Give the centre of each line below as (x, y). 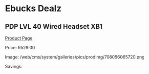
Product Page (19, 38)
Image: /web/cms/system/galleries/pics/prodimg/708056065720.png (75, 57)
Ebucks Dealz (33, 9)
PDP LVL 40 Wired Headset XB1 (54, 27)
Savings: (14, 66)
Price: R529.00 (20, 47)
